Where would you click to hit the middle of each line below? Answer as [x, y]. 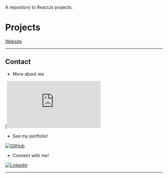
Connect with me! [30, 155]
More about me [28, 74]
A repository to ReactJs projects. [39, 7]
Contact [18, 62]
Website [14, 41]
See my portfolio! [30, 136]
